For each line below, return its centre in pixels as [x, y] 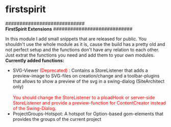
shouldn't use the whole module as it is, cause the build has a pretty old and [85, 44]
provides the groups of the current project [57, 119]
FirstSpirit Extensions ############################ [69, 29]
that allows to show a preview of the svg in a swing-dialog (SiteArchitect [89, 81]
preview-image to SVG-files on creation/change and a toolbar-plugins [86, 75]
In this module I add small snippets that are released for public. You [76, 39]
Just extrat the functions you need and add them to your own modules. [80, 55]
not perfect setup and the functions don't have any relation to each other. [82, 49]
